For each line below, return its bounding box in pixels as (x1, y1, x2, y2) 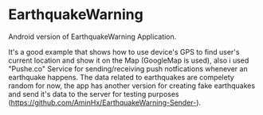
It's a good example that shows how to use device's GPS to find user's (8, 47, 240, 56)
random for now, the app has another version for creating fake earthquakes (8, 81, 256, 90)
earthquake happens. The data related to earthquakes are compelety (8, 72, 235, 82)
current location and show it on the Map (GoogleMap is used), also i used (8, 56, 249, 65)
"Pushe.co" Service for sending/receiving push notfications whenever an (8, 63, 249, 73)
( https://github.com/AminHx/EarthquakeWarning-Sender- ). (8, 98, 202, 107)
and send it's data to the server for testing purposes (8, 89, 179, 98)
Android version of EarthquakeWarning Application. (8, 32, 177, 41)
